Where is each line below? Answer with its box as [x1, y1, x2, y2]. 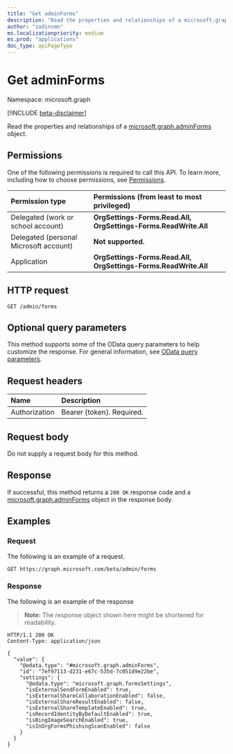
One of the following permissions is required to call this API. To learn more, [7, 168, 221, 176]
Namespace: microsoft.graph [7, 95, 91, 103]
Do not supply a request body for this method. [7, 449, 139, 458]
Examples [7, 515, 51, 528]
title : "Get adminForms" [7, 10, 79, 17]
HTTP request [7, 285, 69, 296]
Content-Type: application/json [7, 637, 101, 644]
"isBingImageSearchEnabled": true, [25, 717, 129, 723]
